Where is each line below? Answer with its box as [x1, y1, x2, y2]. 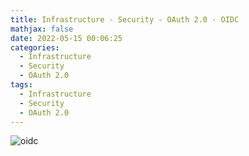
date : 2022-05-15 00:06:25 [10, 33, 123, 43]
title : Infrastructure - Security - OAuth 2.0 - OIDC [10, 14, 240, 25]
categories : [10, 42, 60, 53]
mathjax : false [10, 24, 74, 34]
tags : [10, 80, 33, 90]
